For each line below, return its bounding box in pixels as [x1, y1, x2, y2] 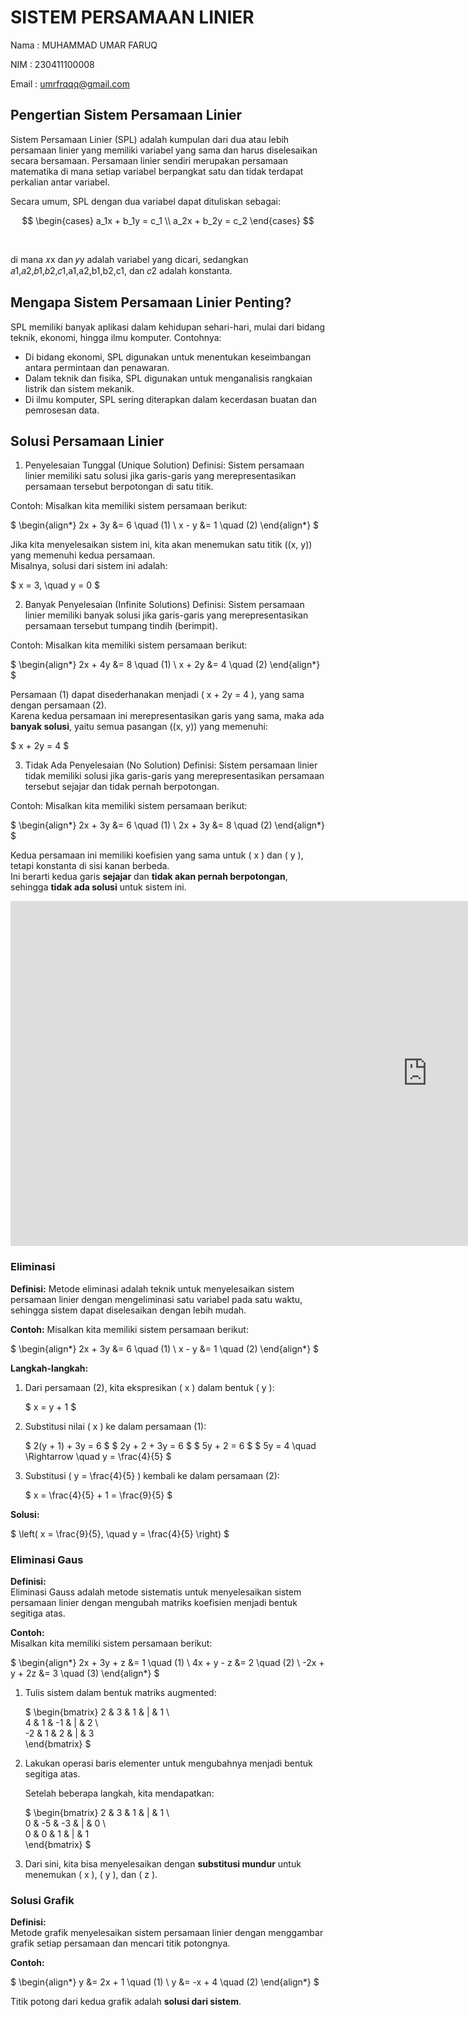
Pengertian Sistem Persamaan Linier [10, 107, 243, 124]
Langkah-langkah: [10, 1362, 89, 1374]
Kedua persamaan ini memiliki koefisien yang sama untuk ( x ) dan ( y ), [10, 849, 304, 861]
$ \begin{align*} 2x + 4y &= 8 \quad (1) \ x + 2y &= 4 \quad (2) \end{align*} [10, 659, 321, 671]
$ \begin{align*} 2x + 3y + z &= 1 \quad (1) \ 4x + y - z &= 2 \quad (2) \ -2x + [10, 1656, 325, 1668]
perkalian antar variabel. [10, 176, 110, 188]
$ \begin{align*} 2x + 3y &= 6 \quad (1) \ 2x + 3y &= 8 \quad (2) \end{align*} [10, 819, 326, 831]
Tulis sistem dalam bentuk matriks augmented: [24, 1686, 217, 1698]
